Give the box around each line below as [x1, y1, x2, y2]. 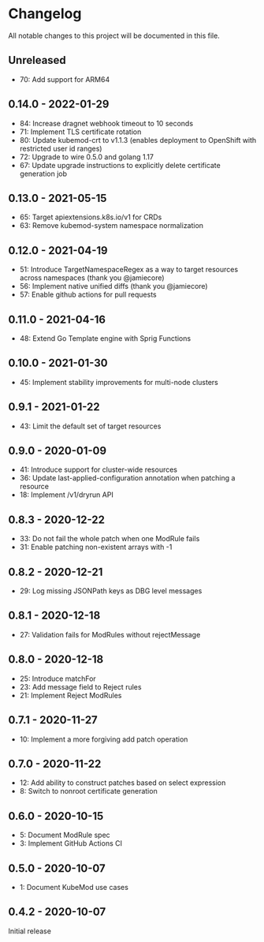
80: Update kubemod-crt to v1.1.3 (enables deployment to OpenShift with [19, 135, 257, 144]
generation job [19, 169, 68, 178]
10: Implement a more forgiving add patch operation [19, 735, 188, 744]
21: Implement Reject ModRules [19, 690, 122, 700]
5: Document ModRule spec [19, 830, 110, 840]
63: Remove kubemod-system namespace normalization [19, 221, 203, 230]
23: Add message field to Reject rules [19, 682, 142, 691]
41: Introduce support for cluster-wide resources [19, 465, 178, 474]
